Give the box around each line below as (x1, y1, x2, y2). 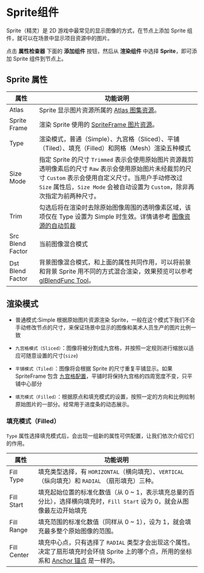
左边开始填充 (50, 506, 87, 515)
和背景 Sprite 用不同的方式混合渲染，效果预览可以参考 (39, 267, 193, 276)
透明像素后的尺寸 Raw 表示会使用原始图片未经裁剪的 (39, 164, 186, 173)
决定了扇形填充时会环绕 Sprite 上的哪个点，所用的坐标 (38, 547, 192, 555)
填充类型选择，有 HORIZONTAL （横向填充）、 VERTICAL (38, 467, 184, 476)
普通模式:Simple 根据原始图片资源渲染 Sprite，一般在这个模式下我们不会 (15, 316, 195, 323)
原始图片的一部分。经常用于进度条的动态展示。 (15, 400, 132, 408)
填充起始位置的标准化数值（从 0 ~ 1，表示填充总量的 (38, 488, 189, 496)
